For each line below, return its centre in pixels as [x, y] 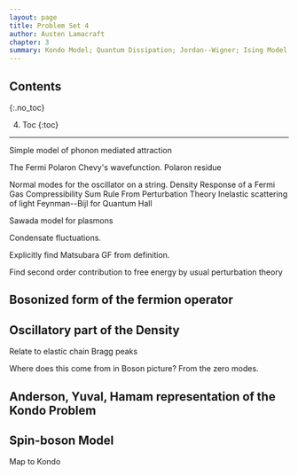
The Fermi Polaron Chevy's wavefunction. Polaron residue [115, 167]
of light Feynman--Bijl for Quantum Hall [81, 203]
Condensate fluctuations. [55, 237]
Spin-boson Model [62, 440]
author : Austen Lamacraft [57, 34]
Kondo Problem [53, 410]
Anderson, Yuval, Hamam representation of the [143, 397]
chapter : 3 [29, 42]
